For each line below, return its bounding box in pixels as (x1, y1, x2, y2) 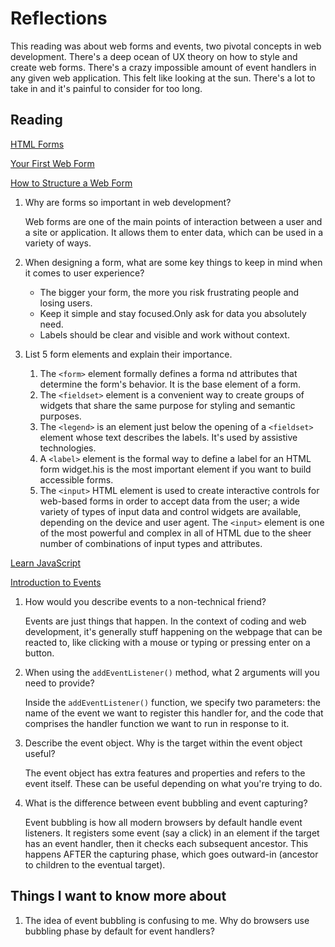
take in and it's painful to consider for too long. (10, 82, 203, 94)
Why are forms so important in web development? (24, 196, 232, 208)
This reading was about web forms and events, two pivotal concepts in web (10, 40, 322, 52)
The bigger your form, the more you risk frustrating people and (39, 286, 300, 298)
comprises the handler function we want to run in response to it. (24, 717, 290, 729)
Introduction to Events (10, 576, 102, 588)
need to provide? (24, 677, 95, 689)
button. (24, 647, 55, 659)
